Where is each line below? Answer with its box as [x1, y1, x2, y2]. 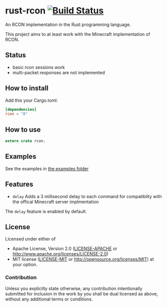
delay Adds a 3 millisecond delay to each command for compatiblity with [12, 193, 162, 199]
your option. [12, 262, 37, 268]
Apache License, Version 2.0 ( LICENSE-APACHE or [12, 246, 118, 252]
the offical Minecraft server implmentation [12, 199, 99, 205]
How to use [5, 125, 41, 134]
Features [5, 180, 33, 189]
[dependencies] [5, 107, 37, 112]
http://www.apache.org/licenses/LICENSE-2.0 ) [12, 251, 109, 257]
